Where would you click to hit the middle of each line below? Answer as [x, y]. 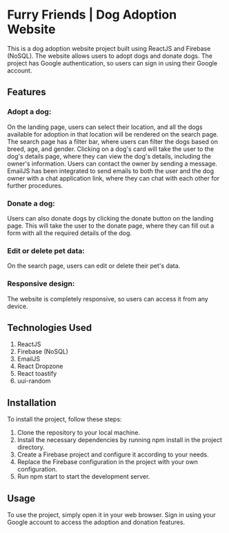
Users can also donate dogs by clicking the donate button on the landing [110, 218]
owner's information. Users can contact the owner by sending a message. [112, 163]
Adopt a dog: [29, 112]
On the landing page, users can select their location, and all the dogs [105, 127]
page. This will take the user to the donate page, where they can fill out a [111, 225]
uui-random [34, 381]
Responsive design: [41, 284]
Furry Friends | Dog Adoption [92, 15]
